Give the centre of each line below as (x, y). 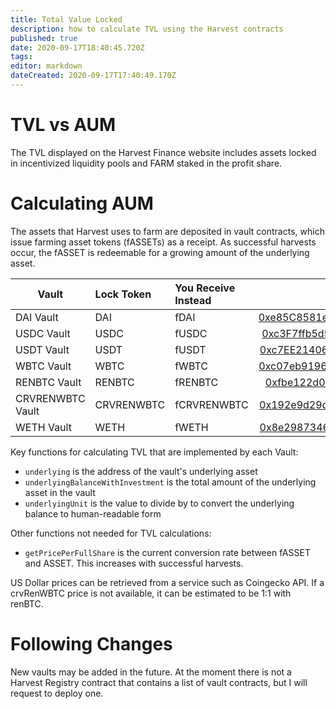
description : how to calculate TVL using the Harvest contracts (147, 29)
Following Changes (91, 643)
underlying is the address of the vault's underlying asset (141, 471)
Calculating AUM (82, 203)
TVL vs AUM (63, 125)
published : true (44, 38)
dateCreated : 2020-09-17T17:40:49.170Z (93, 76)
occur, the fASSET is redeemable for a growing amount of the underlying (160, 252)
